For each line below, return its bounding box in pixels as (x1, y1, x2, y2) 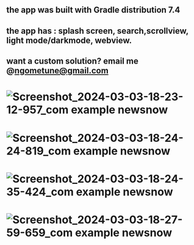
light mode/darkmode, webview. (6, 35, 132, 45)
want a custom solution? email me (6, 56, 138, 67)
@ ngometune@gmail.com (6, 65, 109, 76)
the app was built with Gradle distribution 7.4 (6, 5, 181, 15)
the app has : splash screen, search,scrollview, (6, 26, 189, 36)
